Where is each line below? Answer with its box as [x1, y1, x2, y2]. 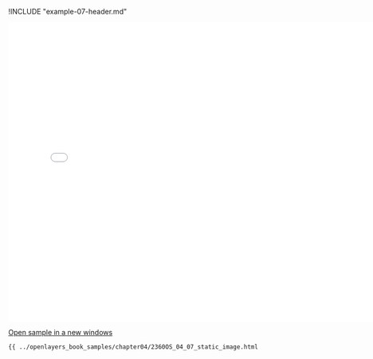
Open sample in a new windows [8, 328, 113, 337]
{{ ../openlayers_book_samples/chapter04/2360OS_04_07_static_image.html [8, 343, 259, 351]
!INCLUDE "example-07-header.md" [8, 7, 128, 16]
